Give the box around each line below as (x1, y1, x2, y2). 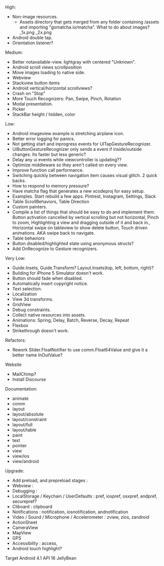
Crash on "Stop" (12, 91, 46, 96)
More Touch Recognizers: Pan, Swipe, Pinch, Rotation (12, 96, 121, 102)
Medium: (5, 49, 23, 55)
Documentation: (5, 386, 38, 391)
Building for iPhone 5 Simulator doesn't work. (12, 270, 104, 276)
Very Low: (5, 255, 26, 261)
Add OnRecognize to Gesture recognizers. (12, 246, 98, 251)
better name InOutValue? (12, 352, 63, 358)
